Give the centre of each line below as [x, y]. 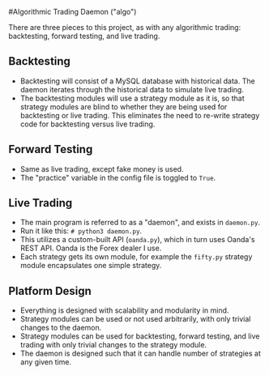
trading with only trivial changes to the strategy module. [113, 345]
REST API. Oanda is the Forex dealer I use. [91, 248]
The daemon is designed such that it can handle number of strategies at [141, 354]
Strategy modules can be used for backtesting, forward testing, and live [140, 336]
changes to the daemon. [61, 328]
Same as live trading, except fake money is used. [102, 168]
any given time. [45, 362]
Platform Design [50, 291]
